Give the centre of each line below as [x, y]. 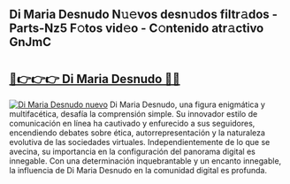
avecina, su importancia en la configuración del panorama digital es [133, 151]
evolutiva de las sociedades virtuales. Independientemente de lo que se [140, 142]
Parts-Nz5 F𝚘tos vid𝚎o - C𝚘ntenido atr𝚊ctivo [137, 29]
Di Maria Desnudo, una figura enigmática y [187, 104]
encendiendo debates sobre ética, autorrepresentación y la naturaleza [137, 133]
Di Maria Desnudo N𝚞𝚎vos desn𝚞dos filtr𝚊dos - [144, 15]
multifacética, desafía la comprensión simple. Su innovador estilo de [134, 114]
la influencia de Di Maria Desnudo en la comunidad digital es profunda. [138, 170]
